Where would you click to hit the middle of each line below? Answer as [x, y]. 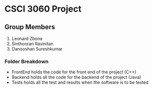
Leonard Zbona [27, 38]
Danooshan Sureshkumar [37, 49]
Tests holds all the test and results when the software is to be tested [80, 82]
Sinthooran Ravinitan [32, 44]
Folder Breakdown [27, 61]
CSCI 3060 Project [43, 9]
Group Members [30, 27]
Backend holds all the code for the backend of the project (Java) [76, 77]
